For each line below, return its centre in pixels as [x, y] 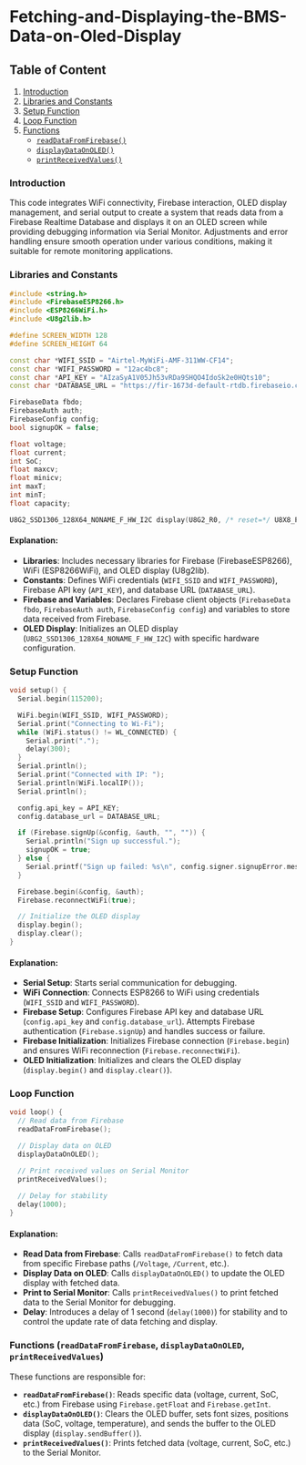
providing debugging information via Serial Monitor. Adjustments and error [149, 232]
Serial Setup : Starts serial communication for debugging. [130, 983]
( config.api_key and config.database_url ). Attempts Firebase [138, 1021]
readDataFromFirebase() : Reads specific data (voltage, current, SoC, [151, 1394]
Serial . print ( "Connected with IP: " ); [92, 775]
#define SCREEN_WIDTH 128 [58, 336]
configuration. [49, 648]
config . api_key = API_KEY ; [69, 808]
